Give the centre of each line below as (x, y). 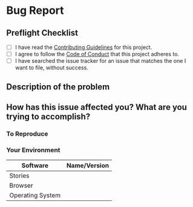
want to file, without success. (52, 68)
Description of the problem (58, 87)
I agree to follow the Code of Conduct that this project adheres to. (97, 54)
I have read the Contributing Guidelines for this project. (83, 47)
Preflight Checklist (42, 33)
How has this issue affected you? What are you (97, 107)
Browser (21, 186)
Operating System (35, 196)
